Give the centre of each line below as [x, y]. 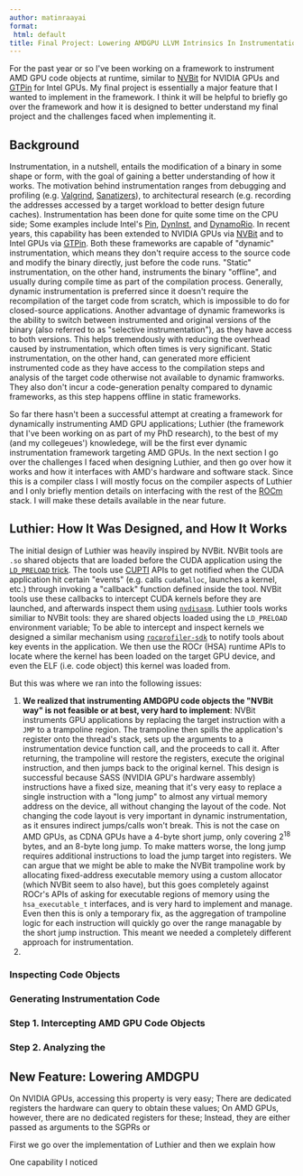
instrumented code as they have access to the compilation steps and [137, 368]
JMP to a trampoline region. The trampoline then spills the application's [152, 729]
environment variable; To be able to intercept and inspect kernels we [137, 627]
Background [44, 145]
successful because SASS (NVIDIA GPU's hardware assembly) [139, 777]
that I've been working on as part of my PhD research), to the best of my [144, 433]
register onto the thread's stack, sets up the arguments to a [133, 739]
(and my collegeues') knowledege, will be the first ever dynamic [129, 443]
